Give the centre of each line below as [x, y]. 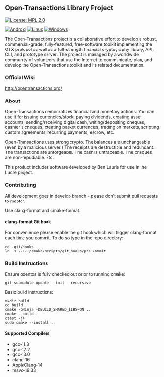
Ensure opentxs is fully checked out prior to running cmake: [65, 274]
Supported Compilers [27, 333]
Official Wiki [20, 77]
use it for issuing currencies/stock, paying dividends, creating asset [73, 117]
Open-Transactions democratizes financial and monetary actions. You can [80, 112]
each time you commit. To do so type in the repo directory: [64, 238]
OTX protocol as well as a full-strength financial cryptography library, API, [80, 49]
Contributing [21, 185]
